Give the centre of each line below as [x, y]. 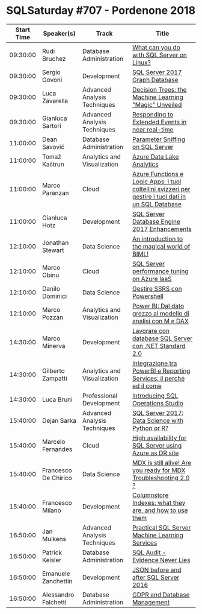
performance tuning [160, 271]
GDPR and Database [161, 595]
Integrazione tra [155, 363]
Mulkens [54, 539]
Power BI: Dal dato [158, 306]
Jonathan [55, 242]
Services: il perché [158, 378]
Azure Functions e [158, 174]
